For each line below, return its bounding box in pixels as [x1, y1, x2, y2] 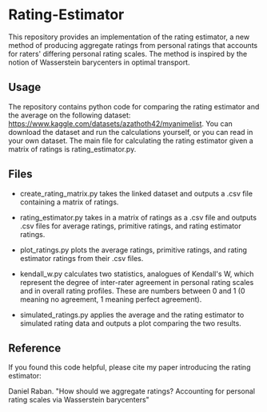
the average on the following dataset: [8, 110, 131, 120]
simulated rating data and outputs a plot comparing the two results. [19, 318, 241, 328]
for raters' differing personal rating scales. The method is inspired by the [8, 49, 248, 58]
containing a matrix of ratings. [19, 197, 119, 207]
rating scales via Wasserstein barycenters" [8, 395, 149, 405]
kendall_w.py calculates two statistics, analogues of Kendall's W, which [19, 269, 254, 279]
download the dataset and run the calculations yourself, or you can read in [8, 127, 253, 137]
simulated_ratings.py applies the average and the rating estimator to [19, 310, 245, 319]
